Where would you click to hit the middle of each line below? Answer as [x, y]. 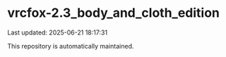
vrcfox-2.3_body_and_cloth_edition [114, 13]
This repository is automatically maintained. [71, 46]
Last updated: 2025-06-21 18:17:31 [58, 32]
